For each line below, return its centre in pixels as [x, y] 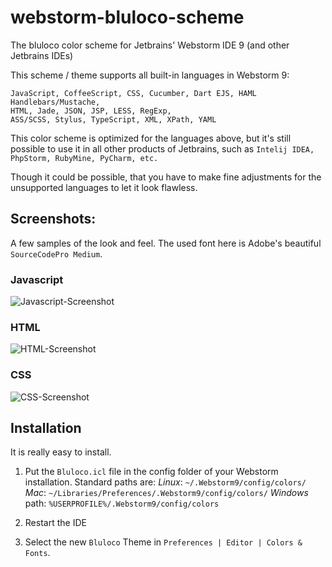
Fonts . [37, 553]
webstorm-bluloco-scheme [127, 17]
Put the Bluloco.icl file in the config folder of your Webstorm [151, 472]
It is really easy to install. [61, 452]
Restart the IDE [55, 523]
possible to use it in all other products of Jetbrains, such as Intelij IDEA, [162, 148]
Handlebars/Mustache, [55, 102]
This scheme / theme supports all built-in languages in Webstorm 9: [150, 75]
